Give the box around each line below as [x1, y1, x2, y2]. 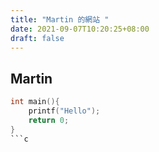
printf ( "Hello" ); [28, 106, 101, 116]
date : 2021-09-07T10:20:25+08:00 [10, 24, 150, 34]
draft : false [10, 33, 65, 43]
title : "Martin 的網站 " [10, 14, 110, 25]
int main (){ [10, 97, 60, 107]
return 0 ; [28, 115, 70, 125]
